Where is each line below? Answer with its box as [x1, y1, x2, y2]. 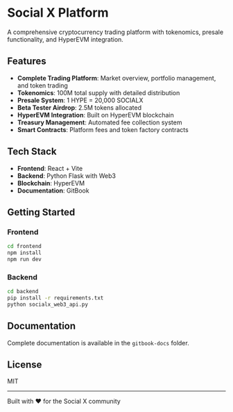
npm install [7, 249, 42, 256]
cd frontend [7, 243, 42, 250]
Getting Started [7, 206, 76, 218]
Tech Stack [7, 146, 57, 158]
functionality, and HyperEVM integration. [7, 35, 123, 43]
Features [7, 56, 46, 67]
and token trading [17, 81, 68, 90]
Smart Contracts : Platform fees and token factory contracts [17, 125, 189, 133]
